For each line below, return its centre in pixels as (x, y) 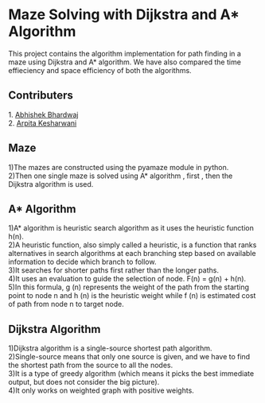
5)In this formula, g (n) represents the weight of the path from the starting (129, 287)
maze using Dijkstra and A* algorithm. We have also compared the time (125, 62)
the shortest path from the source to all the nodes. (91, 365)
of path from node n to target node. (66, 304)
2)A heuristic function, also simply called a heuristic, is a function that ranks (132, 245)
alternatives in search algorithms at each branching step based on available (132, 254)
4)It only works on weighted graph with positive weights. (101, 390)
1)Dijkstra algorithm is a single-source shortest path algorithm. (110, 348)
